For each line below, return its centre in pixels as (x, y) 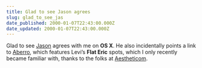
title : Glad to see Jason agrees (48, 12)
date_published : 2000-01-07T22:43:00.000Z (60, 23)
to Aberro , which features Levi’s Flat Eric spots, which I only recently (92, 52)
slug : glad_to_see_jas (35, 17)
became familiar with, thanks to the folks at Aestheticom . (77, 58)
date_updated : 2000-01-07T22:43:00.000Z (58, 29)
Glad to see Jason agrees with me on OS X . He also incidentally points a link (101, 46)
